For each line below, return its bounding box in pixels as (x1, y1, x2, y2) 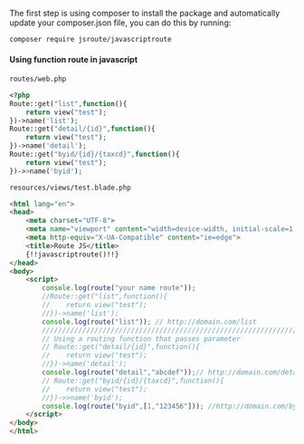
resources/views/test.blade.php (9, 183, 131, 192)
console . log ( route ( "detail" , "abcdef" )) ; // (42, 368, 204, 377)
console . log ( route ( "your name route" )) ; (42, 284, 196, 293)
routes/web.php (9, 74, 67, 84)
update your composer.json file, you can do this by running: (9, 17, 232, 28)
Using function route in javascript (9, 54, 138, 65)
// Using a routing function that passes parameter (42, 334, 242, 343)
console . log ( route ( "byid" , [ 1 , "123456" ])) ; (42, 401, 204, 410)
